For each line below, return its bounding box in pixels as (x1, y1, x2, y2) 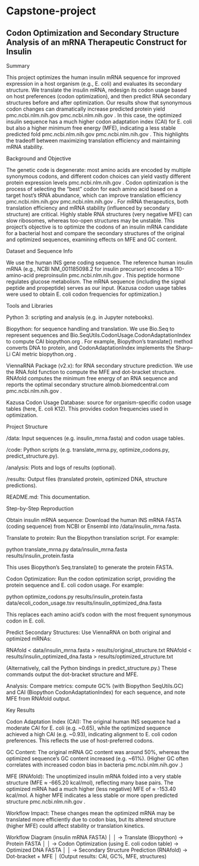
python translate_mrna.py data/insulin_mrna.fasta (6, 546, 128, 553)
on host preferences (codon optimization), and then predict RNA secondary (6, 93, 191, 99)
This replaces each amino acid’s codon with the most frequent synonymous (6, 611, 191, 618)
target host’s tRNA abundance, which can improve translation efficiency (6, 192, 182, 199)
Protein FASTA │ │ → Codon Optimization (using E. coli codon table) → (6, 840, 179, 847)
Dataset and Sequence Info (6, 248, 73, 254)
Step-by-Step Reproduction (6, 505, 74, 512)
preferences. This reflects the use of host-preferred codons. (6, 737, 154, 744)
